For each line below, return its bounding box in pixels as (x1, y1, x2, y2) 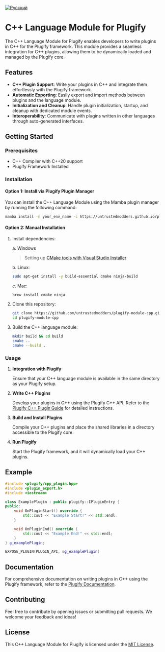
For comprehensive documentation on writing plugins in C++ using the (5, 576, 148, 582)
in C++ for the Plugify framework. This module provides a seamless (5, 43, 142, 49)
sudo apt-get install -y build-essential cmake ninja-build (12, 274, 138, 279)
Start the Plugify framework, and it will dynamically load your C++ (12, 449, 146, 455)
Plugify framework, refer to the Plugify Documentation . (5, 581, 116, 587)
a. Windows (12, 245, 36, 251)
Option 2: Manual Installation (5, 225, 65, 230)
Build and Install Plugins (12, 415, 62, 421)
